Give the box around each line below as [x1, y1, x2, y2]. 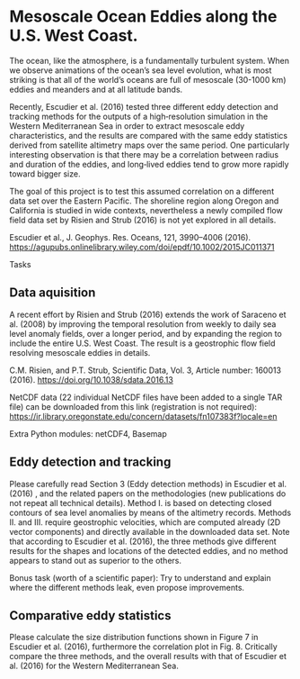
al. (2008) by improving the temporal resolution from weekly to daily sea [9, 318, 277, 330]
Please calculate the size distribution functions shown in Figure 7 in [9, 632, 259, 643]
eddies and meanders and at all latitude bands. [9, 84, 183, 95]
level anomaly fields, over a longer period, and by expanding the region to [9, 328, 283, 339]
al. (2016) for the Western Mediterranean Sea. [9, 660, 180, 672]
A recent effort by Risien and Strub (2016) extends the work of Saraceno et [9, 309, 287, 320]
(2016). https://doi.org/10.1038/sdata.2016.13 [9, 374, 173, 385]
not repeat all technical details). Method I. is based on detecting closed [9, 497, 272, 508]
